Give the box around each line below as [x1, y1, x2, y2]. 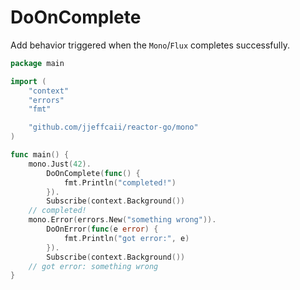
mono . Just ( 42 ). [28, 159, 92, 169]
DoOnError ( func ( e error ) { [46, 224, 159, 235]
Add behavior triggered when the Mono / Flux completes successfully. [10, 39, 290, 51]
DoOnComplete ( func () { [46, 168, 141, 178]
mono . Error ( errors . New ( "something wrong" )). [28, 215, 217, 225]
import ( [10, 76, 47, 86]
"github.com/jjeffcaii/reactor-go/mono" [28, 122, 199, 133]
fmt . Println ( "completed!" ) [63, 177, 177, 188]
